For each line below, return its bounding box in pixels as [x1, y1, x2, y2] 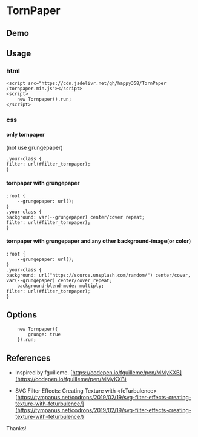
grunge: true [28, 331, 61, 337]
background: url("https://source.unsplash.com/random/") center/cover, [6, 272, 191, 278]
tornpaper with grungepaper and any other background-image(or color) [6, 237, 191, 245]
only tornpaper [6, 130, 45, 138]
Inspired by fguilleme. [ [15, 369, 73, 376]
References [6, 353, 51, 363]
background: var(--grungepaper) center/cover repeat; [6, 214, 145, 220]
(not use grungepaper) [6, 144, 63, 152]
